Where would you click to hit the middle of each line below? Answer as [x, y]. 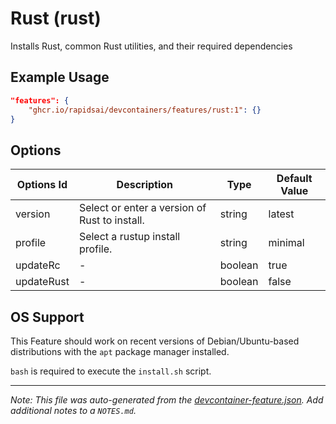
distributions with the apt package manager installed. [120, 351]
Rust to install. [111, 220]
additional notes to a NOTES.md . [73, 410]
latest [281, 214]
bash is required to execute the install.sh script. [111, 371]
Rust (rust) [56, 18]
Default [294, 179]
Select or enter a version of [142, 208]
